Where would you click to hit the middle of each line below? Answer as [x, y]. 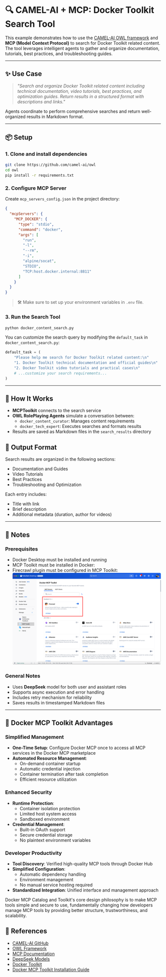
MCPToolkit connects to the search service [57, 411]
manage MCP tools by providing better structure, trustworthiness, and [76, 910]
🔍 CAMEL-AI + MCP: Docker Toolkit [80, 10]
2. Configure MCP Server [36, 188]
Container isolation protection [50, 808]
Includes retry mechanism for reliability [52, 697]
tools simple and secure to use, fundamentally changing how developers [79, 905]
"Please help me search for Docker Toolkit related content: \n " [82, 358]
